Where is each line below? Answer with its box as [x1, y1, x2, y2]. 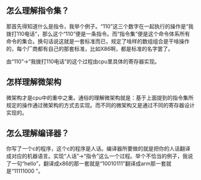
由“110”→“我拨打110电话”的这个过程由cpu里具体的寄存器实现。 [6, 57, 160, 65]
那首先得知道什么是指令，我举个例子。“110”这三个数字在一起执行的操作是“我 [6, 23, 194, 30]
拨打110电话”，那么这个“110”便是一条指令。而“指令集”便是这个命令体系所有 [6, 30, 190, 37]
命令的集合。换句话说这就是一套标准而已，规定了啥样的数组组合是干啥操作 [6, 38, 190, 45]
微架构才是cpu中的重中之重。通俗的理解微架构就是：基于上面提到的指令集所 [6, 94, 194, 101]
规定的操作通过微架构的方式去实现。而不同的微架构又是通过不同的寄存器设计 [6, 101, 195, 109]
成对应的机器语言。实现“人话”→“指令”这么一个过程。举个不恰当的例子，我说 [6, 152, 193, 160]
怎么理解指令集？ [6, 5, 69, 16]
